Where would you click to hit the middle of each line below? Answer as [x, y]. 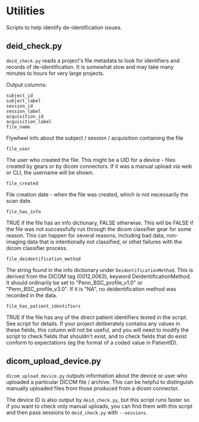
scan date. [19, 201]
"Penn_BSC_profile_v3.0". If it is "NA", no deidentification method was [91, 289]
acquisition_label [29, 121]
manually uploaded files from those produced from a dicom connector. [93, 388]
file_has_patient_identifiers [44, 306]
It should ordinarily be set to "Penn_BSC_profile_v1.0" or [75, 282]
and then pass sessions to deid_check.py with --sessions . [77, 412]
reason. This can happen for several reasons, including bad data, [86, 235]
